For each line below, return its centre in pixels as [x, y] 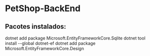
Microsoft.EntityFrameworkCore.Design [44, 48]
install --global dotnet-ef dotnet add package [50, 43]
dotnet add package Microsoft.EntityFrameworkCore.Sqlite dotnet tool [75, 38]
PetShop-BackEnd [43, 9]
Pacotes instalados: [36, 27]
